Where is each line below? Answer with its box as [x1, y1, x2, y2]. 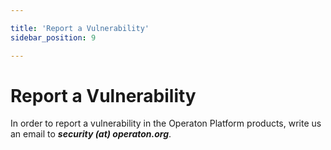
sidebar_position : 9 [10, 32, 97, 43]
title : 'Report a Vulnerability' [10, 23, 150, 33]
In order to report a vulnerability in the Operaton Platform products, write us [10, 117, 322, 130]
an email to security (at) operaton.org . [10, 128, 172, 140]
